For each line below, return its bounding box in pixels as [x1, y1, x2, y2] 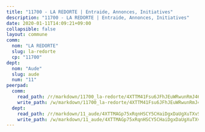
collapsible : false [6, 26, 56, 32]
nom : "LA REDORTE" [12, 43, 59, 49]
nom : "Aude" [12, 65, 43, 72]
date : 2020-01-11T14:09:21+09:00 [6, 20, 92, 26]
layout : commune [6, 32, 48, 38]
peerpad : [6, 83, 29, 89]
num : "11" [12, 77, 37, 83]
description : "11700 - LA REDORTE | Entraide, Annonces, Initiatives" [6, 15, 190, 21]
